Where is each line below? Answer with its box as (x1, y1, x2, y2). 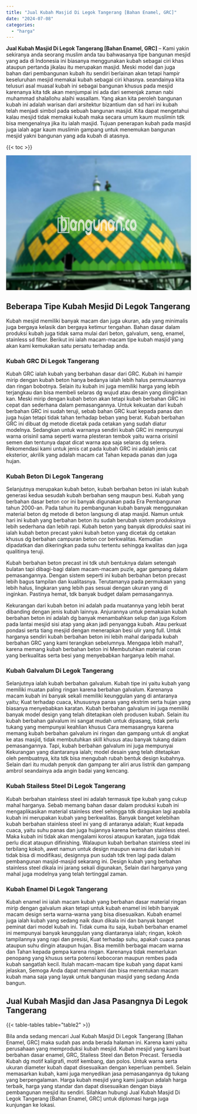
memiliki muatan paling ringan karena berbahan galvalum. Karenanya (6, 686, 173, 693)
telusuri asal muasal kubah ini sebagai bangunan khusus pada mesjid (6, 82, 174, 89)
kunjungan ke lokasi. (6, 1101, 56, 1108)
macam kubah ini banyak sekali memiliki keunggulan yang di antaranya (6, 692, 178, 699)
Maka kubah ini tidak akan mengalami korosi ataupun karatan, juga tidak (6, 833, 181, 840)
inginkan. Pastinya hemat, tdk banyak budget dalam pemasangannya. (6, 590, 174, 598)
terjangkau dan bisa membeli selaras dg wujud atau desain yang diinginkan (6, 388, 188, 396)
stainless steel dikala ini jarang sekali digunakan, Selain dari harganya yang (6, 864, 188, 871)
